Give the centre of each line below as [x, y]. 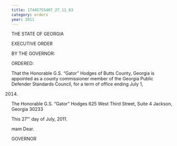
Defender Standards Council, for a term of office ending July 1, [77, 84]
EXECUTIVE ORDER [32, 44]
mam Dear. [23, 129]
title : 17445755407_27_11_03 [42, 10]
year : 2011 [23, 19]
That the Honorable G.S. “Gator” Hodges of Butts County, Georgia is [83, 73]
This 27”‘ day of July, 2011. [40, 119]
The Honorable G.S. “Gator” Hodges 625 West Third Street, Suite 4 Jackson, [92, 104]
